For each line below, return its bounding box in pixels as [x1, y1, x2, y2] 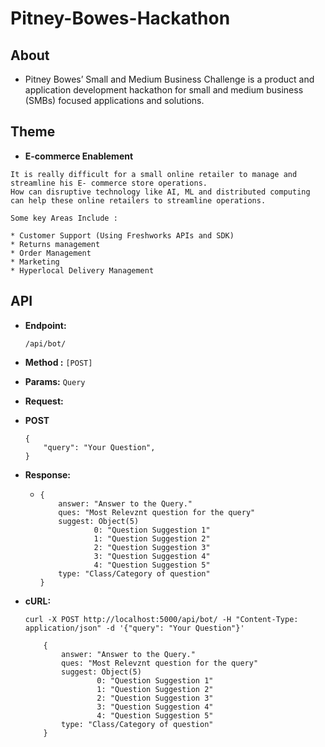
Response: [24, 468, 71, 481]
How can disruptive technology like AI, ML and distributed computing [10, 187, 311, 197]
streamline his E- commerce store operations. [10, 178, 208, 188]
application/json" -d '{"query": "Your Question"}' [24, 623, 245, 633]
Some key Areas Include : [10, 213, 118, 223]
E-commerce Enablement [24, 150, 134, 162]
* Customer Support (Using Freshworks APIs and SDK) [10, 230, 235, 241]
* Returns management [10, 239, 101, 249]
